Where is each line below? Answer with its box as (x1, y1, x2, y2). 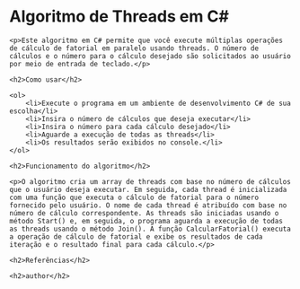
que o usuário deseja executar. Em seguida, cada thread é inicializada (9, 185, 287, 194)
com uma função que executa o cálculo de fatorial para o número (9, 193, 259, 202)
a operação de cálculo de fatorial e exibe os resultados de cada (9, 232, 263, 241)
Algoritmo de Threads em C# (9, 6, 229, 27)
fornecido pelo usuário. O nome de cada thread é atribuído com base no (9, 200, 287, 210)
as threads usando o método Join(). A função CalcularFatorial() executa (9, 224, 292, 233)
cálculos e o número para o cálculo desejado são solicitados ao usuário (9, 51, 292, 60)
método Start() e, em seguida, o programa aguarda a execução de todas (9, 216, 283, 225)
